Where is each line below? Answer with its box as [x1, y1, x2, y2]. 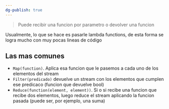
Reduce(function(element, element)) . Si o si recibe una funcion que [12, 87, 157, 93]
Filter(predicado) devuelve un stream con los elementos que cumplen [12, 76, 164, 82]
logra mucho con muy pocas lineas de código [5, 37, 102, 43]
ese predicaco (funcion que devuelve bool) [12, 81, 104, 88]
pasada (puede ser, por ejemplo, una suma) [12, 98, 105, 104]
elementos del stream [12, 71, 59, 77]
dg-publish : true [5, 7, 43, 13]
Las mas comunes [5, 52, 65, 60]
